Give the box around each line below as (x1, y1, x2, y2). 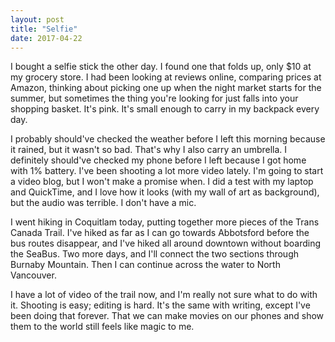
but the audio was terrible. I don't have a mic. (10, 197, 197, 209)
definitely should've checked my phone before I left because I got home (10, 154, 307, 166)
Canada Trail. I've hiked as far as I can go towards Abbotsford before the (10, 227, 310, 239)
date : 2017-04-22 (10, 33, 83, 43)
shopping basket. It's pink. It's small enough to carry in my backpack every (10, 103, 320, 115)
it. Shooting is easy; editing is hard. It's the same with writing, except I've (10, 299, 311, 311)
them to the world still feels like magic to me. (10, 321, 195, 333)
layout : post (10, 14, 65, 25)
